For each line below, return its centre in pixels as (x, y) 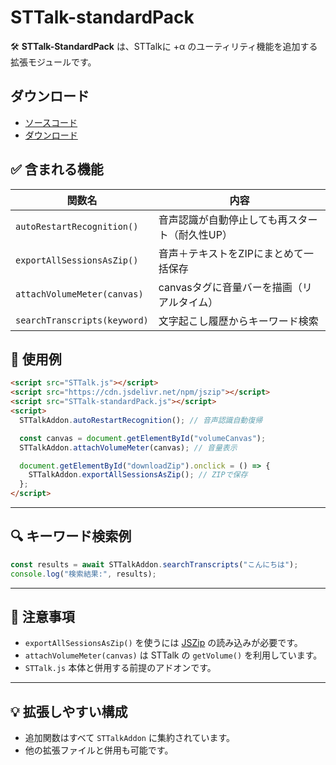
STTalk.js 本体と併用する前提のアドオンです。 (120, 668)
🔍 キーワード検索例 (71, 536)
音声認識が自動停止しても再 (223, 219)
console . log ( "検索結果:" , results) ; (83, 574)
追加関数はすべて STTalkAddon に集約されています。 (130, 738)
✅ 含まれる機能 (57, 169)
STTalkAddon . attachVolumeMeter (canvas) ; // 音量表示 (128, 447)
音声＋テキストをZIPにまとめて (231, 253)
